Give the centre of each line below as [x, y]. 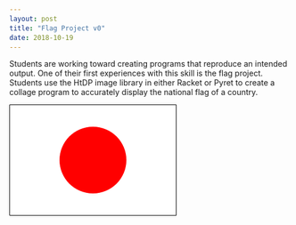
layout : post [33, 19]
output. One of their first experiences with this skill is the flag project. [136, 73]
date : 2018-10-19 [41, 37]
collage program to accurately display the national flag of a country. [134, 92]
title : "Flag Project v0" [57, 28]
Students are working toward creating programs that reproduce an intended [148, 64]
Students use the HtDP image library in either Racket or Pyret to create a [142, 83]
